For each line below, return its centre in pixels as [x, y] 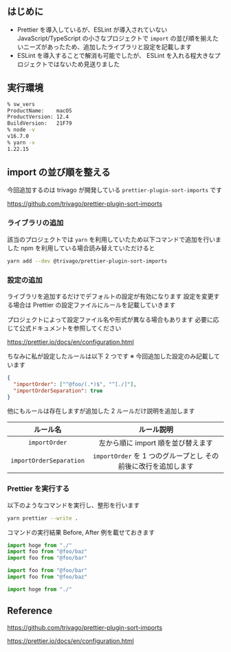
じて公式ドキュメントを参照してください [64, 328]
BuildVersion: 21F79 [40, 123]
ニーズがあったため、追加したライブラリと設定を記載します [108, 47]
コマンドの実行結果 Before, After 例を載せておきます [81, 532]
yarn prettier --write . [43, 518]
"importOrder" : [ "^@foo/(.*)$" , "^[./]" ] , [75, 384]
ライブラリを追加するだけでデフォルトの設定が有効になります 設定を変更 [110, 296]
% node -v [21, 130]
